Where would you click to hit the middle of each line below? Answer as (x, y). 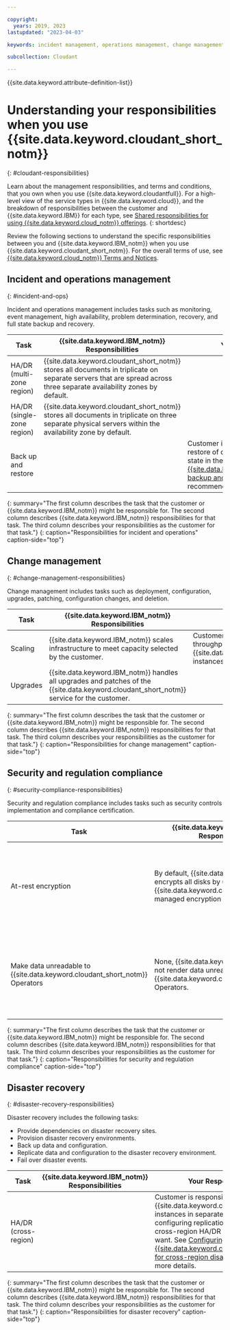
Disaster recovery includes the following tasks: (73, 1118)
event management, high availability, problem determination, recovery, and (112, 316)
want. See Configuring (191, 1240)
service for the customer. (89, 698)
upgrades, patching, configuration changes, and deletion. (88, 598)
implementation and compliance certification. (71, 810)
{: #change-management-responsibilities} (66, 578)
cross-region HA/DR (188, 1231)
